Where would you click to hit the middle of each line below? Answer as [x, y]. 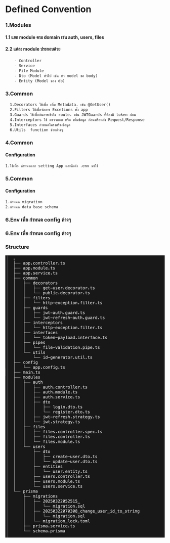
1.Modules [18, 25]
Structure [17, 247]
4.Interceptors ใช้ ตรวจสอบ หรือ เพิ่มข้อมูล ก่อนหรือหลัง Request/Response [77, 120]
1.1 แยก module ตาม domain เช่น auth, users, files [55, 37]
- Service [25, 66]
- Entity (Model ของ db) [40, 81]
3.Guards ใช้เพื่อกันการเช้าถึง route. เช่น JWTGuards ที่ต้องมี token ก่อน [73, 115]
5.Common [19, 179]
